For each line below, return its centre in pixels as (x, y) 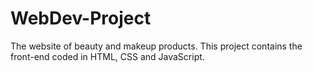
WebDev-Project (81, 18)
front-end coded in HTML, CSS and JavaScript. (107, 56)
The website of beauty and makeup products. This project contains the (156, 46)
